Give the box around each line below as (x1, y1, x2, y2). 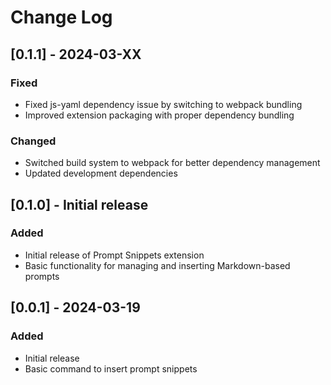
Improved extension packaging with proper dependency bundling (24, 109, 295, 121)
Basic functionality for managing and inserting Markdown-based (24, 259, 291, 271)
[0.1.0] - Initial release (10, 196, 149, 213)
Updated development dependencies (24, 167, 178, 180)
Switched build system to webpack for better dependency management (24, 157, 321, 169)
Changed (10, 134, 57, 148)
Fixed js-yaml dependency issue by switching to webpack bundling (24, 98, 303, 110)
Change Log (10, 6, 113, 29)
